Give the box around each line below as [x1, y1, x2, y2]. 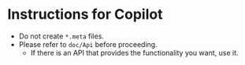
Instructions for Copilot [7, 5, 163, 23]
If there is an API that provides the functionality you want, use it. [30, 48, 239, 57]
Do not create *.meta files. [18, 31, 104, 41]
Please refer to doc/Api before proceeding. [18, 39, 158, 49]
